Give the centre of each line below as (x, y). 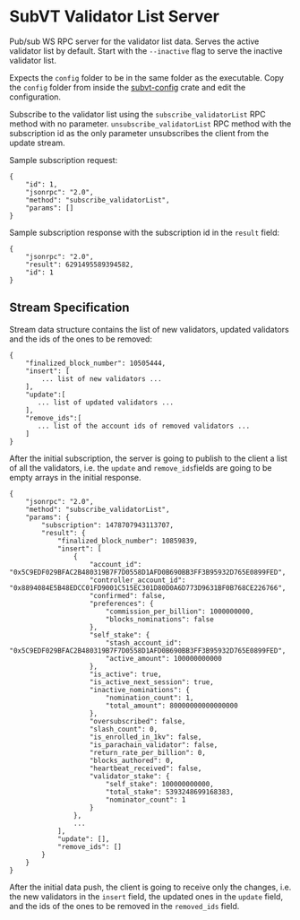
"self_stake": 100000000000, (160, 784)
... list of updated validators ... (106, 402)
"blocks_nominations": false (160, 619)
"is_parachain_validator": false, (154, 745)
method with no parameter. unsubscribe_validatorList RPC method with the (150, 124)
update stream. (37, 143)
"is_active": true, (126, 674)
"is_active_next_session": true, (152, 682)
